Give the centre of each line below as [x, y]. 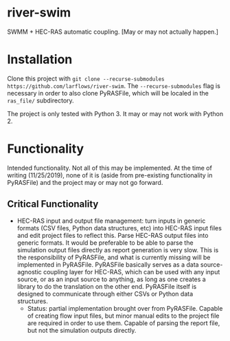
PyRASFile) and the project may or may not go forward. [85, 182]
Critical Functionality [53, 204]
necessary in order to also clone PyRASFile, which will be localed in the [108, 93]
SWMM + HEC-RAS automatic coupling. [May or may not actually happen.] [113, 32]
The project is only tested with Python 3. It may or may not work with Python [115, 113]
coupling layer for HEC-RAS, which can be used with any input [132, 272]
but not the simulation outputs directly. [82, 330]
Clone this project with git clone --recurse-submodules [86, 78]
